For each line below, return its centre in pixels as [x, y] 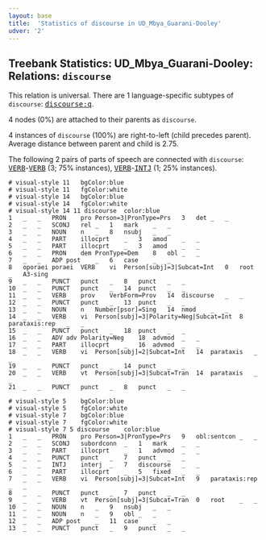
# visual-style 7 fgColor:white [68, 423]
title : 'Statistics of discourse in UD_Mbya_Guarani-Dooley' [115, 23]
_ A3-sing [28, 275]
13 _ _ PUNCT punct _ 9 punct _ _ [97, 529]
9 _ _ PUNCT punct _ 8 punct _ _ [97, 282]
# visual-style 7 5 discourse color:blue [84, 430]
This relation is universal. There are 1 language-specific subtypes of [121, 96]
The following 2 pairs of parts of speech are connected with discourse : [126, 160]
